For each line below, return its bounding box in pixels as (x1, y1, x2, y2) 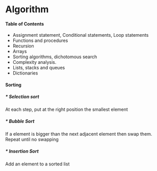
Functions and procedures (12, 37, 68, 44)
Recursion (12, 43, 34, 49)
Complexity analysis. (12, 59, 57, 65)
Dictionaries (12, 70, 38, 76)
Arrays (12, 48, 27, 55)
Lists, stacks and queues (12, 65, 65, 71)
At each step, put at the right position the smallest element (5, 106, 128, 112)
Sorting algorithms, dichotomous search (12, 54, 97, 60)
